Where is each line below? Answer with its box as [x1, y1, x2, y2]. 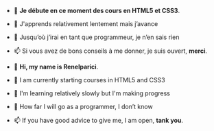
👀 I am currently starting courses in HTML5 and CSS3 [13, 76, 166, 84]
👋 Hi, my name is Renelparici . [13, 62, 99, 71]
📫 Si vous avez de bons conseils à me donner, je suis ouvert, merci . [13, 47, 208, 55]
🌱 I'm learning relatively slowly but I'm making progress [13, 89, 170, 97]
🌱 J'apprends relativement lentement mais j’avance [13, 20, 158, 27]
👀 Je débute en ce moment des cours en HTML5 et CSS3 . [13, 7, 180, 14]
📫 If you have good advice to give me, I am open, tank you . [13, 117, 184, 124]
